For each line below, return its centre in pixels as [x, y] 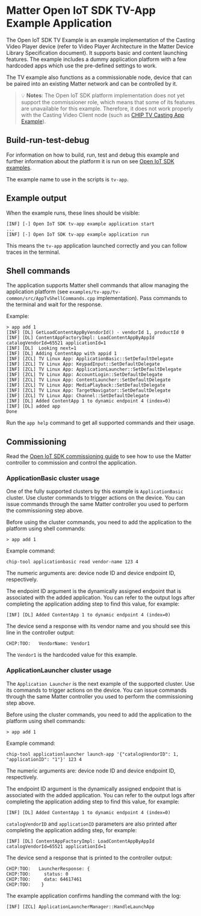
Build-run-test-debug [48, 140]
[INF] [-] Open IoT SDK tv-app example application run [78, 234]
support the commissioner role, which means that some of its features [108, 102]
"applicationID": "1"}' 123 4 [44, 759]
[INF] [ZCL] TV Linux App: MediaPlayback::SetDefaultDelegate [86, 385]
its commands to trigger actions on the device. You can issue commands [96, 690]
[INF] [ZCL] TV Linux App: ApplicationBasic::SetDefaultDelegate [90, 359]
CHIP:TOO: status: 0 [37, 874]
